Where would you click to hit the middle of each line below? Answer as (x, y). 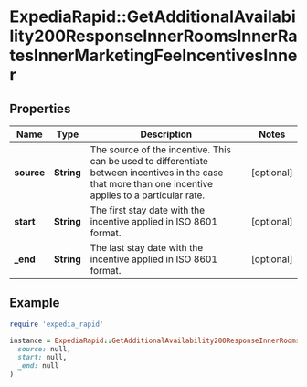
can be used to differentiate (149, 161)
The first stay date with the (148, 210)
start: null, (42, 358)
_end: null (38, 366)
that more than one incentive (151, 184)
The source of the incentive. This (160, 150)
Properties (40, 108)
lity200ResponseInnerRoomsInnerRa (153, 36)
